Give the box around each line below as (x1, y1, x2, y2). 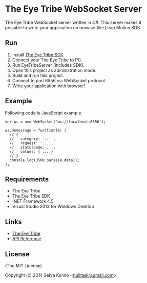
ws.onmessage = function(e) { (5, 128, 67, 132)
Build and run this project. (12, 72, 64, 78)
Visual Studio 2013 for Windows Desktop (12, 204, 94, 209)
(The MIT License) (5, 263, 42, 268)
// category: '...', (9, 136, 56, 141)
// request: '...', (9, 140, 54, 146)
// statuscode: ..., (9, 145, 56, 150)
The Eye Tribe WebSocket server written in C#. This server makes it (5, 19, 142, 25)
